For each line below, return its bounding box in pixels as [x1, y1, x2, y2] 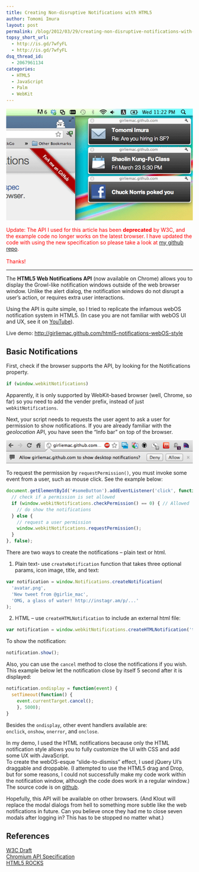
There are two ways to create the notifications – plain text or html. [6, 549, 167, 556]
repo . [6, 245, 20, 252]
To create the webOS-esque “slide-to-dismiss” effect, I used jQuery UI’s [6, 758, 182, 765]
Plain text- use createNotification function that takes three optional [14, 561, 182, 568]
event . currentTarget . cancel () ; [17, 698, 94, 704]
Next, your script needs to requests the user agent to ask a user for [6, 416, 171, 423]
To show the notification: [6, 638, 67, 645]
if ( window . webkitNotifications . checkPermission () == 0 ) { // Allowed [11, 500, 190, 506]
